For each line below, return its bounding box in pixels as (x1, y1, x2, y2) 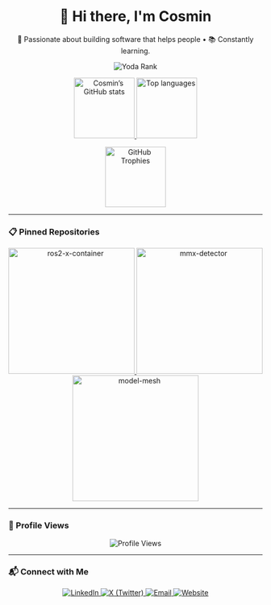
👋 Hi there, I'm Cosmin (59, 7, 212, 26)
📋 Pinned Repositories (8, 226, 100, 237)
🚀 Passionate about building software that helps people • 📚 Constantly (17, 34, 254, 44)
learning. (120, 46, 151, 56)
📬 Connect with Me (8, 566, 89, 578)
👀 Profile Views (8, 520, 69, 531)
